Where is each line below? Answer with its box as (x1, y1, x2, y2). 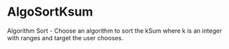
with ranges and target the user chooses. (7, 33, 123, 42)
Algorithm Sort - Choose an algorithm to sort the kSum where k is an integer (7, 27, 222, 35)
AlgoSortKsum (7, 4, 93, 20)
